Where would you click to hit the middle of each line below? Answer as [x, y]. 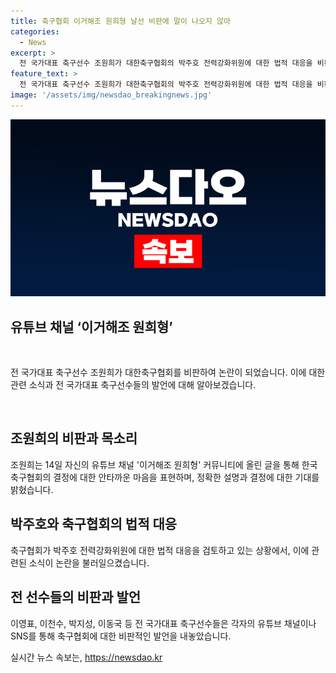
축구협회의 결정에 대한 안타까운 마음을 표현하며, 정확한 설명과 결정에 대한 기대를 [165, 477]
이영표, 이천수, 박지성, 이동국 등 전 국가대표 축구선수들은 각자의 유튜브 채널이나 [163, 623]
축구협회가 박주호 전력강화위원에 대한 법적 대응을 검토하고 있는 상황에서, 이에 [160, 550]
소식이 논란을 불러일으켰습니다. [89, 562]
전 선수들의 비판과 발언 [76, 597]
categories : [35, 31]
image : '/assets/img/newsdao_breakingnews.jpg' [111, 95]
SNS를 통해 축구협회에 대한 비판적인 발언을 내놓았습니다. [121, 636]
